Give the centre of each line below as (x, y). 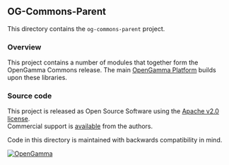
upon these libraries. (37, 78)
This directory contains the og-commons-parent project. (86, 28)
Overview (24, 47)
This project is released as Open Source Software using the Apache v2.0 (113, 111)
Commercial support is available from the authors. (80, 126)
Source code (30, 96)
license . (19, 119)
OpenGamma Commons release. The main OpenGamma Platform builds (112, 70)
